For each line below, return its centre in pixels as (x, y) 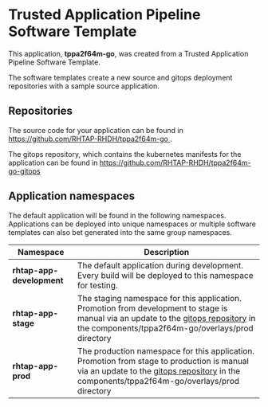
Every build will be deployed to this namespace (165, 275)
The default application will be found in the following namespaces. (117, 215)
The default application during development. (160, 265)
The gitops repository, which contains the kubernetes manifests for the (125, 154)
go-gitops (25, 171)
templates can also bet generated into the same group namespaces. (120, 232)
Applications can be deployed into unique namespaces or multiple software (132, 224)
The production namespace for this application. (166, 350)
